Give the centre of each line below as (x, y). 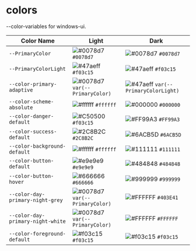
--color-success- (33, 131)
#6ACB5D (171, 135)
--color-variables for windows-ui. (46, 26)
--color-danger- (32, 116)
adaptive (21, 90)
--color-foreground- (37, 233)
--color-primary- (33, 84)
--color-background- (37, 146)
